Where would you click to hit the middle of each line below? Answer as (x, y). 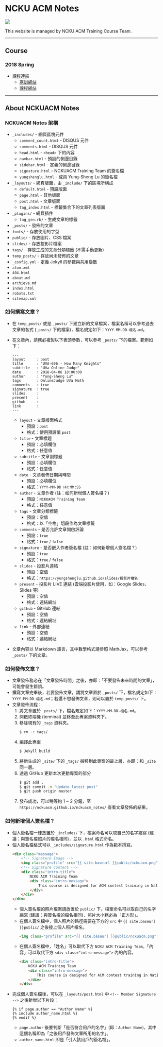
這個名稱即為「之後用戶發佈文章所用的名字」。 (65, 1033)
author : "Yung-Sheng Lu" (43, 376)
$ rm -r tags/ (33, 732)
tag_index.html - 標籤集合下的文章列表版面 (62, 207)
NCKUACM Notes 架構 (32, 123)
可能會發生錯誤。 (29, 686)
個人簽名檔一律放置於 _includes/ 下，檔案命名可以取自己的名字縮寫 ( (81, 832)
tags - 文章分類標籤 (39, 511)
